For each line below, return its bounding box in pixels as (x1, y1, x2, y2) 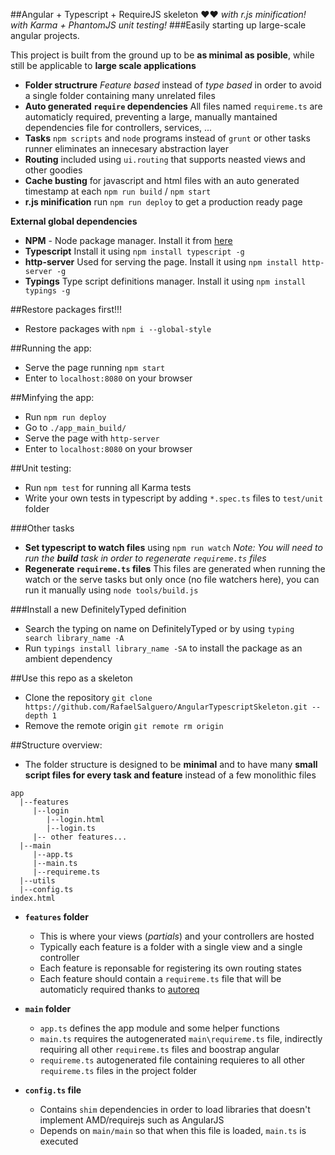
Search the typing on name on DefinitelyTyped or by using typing (24, 623, 295, 634)
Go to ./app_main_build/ (24, 422, 127, 433)
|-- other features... (32, 832, 128, 842)
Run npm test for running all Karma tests (24, 482, 192, 493)
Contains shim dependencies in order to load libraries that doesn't (39, 1104, 311, 1115)
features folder (24, 911, 89, 923)
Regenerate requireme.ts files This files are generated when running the (24, 563, 326, 574)
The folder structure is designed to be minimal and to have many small (24, 759, 318, 770)
